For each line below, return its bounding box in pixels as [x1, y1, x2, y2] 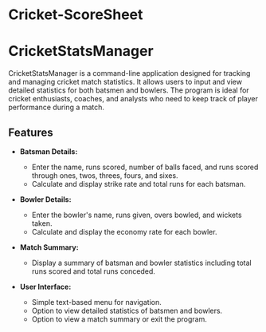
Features [8, 125, 53, 139]
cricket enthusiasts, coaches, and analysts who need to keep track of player [8, 94, 259, 104]
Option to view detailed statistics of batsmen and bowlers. [31, 306, 223, 315]
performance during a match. [8, 102, 105, 113]
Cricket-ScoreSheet [8, 6, 143, 24]
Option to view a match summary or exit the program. [31, 314, 207, 324]
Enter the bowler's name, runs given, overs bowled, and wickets [31, 210, 242, 219]
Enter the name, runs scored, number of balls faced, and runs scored [31, 162, 259, 172]
